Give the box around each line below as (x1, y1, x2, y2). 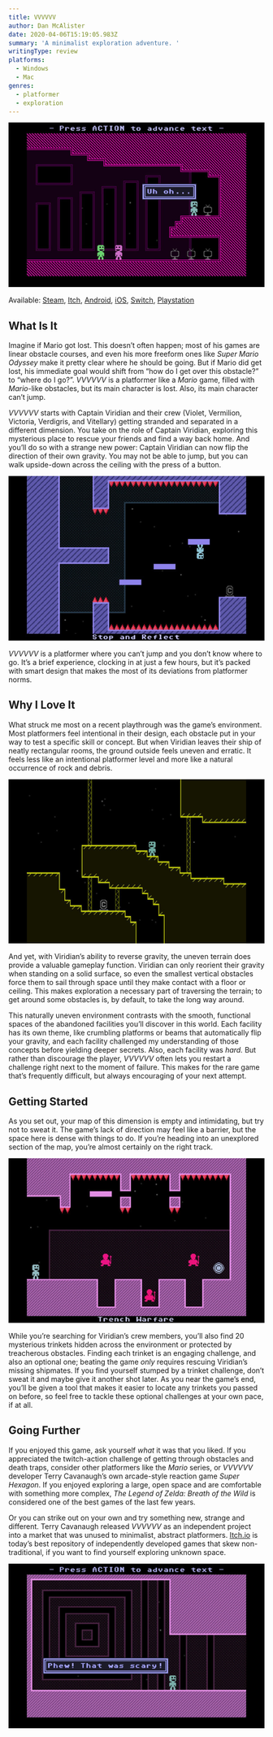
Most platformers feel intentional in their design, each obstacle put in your (8, 728, 256, 738)
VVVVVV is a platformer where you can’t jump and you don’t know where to (8, 649, 262, 658)
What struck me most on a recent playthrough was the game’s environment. (8, 719, 262, 729)
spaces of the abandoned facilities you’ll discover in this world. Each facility (8, 1019, 262, 1029)
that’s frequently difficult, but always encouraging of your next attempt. (8, 1071, 247, 1081)
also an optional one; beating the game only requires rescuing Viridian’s (8, 1357, 248, 1367)
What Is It (8, 319, 58, 332)
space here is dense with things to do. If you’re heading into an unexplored (8, 1134, 259, 1144)
